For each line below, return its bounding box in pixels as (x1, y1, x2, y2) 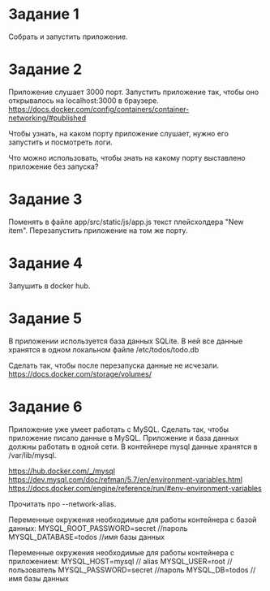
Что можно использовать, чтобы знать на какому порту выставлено (8, 153, 246, 162)
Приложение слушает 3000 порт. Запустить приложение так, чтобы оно (8, 87, 259, 97)
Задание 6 (8, 397, 83, 416)
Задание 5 (8, 309, 83, 327)
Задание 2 (8, 60, 83, 79)
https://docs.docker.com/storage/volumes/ (8, 369, 152, 378)
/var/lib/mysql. (8, 450, 57, 459)
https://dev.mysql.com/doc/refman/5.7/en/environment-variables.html (8, 474, 243, 484)
